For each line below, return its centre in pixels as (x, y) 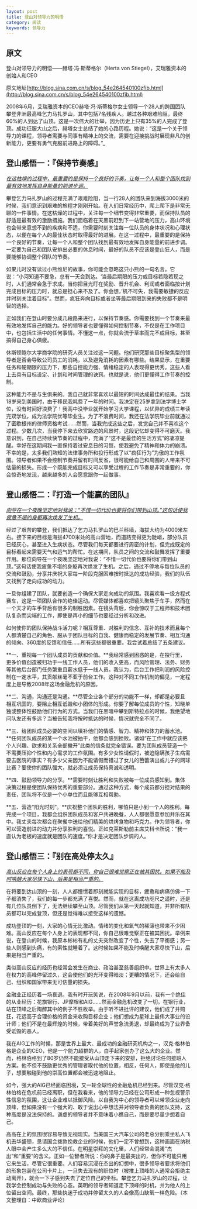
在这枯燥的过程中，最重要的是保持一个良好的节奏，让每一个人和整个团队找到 (98, 178)
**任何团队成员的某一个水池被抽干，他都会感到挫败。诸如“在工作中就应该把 (97, 738)
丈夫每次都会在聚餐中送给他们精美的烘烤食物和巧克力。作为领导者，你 (106, 821)
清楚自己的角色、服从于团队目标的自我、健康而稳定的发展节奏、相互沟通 (103, 635)
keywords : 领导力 (26, 28)
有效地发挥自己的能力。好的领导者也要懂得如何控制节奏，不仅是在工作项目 (96, 325)
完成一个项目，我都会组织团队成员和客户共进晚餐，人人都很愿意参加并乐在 (96, 814)
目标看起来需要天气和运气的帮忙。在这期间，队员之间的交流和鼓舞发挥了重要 (98, 552)
